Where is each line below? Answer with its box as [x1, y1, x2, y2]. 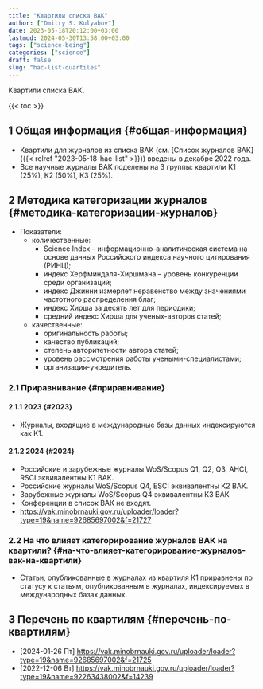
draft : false [8, 57, 52, 65]
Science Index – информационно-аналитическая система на [43, 244, 248, 253]
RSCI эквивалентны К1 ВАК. [19, 472, 114, 482]
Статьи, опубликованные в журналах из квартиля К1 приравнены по [19, 573, 253, 582]
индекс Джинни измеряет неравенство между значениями [43, 286, 246, 296]
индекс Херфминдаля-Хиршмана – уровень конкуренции [43, 269, 238, 279]
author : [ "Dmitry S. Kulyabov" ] [8, 19, 115, 27]
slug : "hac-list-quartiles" [8, 64, 102, 72]
